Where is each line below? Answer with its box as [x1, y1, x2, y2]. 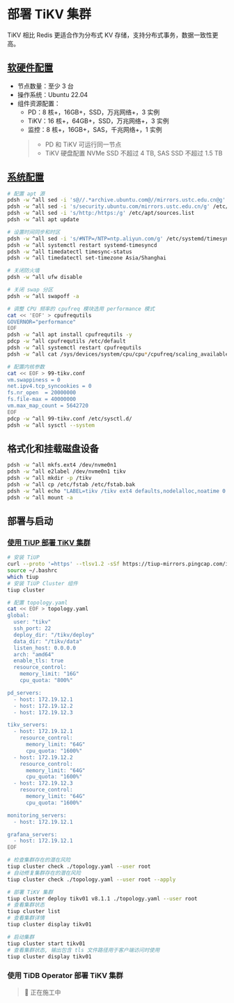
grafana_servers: [7, 831, 58, 838]
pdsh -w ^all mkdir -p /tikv [7, 475, 92, 482]
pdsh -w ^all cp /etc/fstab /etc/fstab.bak [7, 481, 136, 488]
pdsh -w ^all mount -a [7, 494, 73, 501]
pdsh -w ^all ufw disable [7, 273, 82, 281]
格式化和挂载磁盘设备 [7, 442, 99, 454]
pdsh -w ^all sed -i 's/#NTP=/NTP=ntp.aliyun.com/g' [7, 235, 164, 242]
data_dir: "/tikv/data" [13, 638, 82, 645]
